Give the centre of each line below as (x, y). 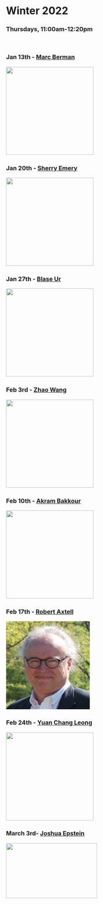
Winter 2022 (37, 11)
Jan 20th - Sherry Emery (42, 168)
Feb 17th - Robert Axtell (40, 612)
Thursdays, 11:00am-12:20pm (49, 29)
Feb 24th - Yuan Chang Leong (49, 723)
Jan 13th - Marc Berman (40, 57)
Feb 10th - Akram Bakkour (44, 501)
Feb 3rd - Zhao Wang (36, 390)
